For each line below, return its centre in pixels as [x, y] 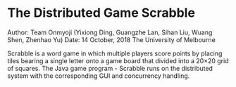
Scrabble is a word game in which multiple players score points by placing [115, 53]
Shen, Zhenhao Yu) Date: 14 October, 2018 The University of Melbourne [112, 39]
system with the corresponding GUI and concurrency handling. [99, 76]
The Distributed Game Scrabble [101, 13]
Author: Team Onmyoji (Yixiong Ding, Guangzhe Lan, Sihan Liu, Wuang [110, 32]
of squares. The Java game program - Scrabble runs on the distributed [110, 68]
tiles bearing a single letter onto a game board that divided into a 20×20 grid [118, 60]
